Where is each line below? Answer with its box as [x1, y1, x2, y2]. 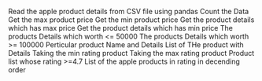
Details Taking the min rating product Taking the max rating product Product [8, 49, 255, 57]
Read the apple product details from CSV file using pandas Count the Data [8, 7, 249, 16]
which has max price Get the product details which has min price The [8, 24, 234, 32]
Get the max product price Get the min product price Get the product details [8, 15, 255, 24]
